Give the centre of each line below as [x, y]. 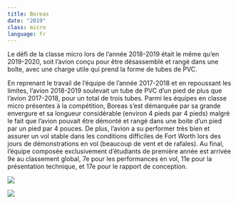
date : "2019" [27, 21]
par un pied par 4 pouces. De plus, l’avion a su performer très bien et [109, 128]
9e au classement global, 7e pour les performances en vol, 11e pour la [110, 159]
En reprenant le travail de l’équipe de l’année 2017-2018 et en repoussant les [119, 83]
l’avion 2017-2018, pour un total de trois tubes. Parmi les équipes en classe [117, 98]
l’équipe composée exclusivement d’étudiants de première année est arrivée [119, 151]
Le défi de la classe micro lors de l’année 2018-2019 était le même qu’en [113, 54]
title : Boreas [29, 14]
